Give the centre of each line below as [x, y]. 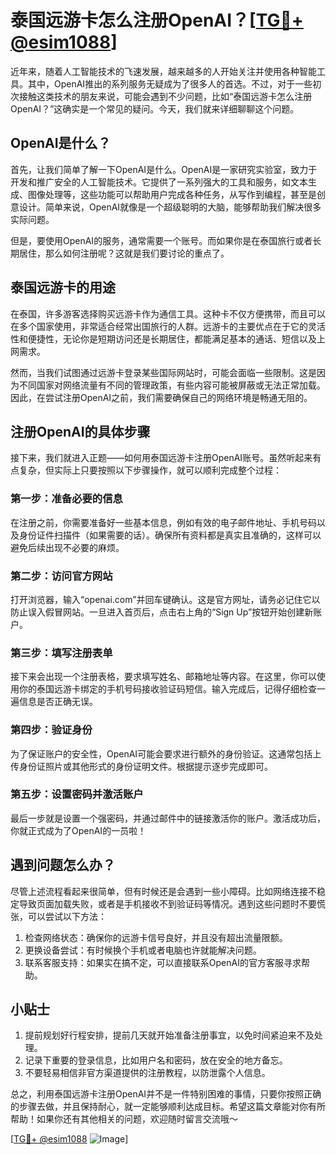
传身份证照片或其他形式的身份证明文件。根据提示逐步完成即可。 [141, 766]
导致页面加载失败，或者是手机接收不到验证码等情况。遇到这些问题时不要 [167, 903]
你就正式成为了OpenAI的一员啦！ [78, 830]
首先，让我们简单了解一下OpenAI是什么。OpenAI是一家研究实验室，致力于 [164, 169]
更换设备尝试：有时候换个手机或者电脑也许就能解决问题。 [143, 950]
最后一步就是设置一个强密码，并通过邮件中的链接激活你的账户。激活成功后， [168, 818]
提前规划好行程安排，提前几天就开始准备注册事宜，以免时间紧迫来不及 [169, 1035]
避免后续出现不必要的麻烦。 [67, 547]
